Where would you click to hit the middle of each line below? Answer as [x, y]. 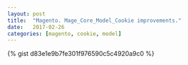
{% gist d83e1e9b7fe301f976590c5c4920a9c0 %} [81, 54]
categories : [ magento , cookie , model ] [64, 34]
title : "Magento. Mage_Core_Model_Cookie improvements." [94, 20]
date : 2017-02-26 [36, 27]
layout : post [27, 14]
